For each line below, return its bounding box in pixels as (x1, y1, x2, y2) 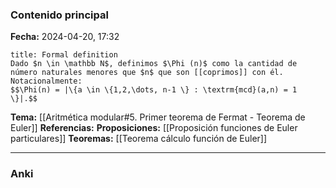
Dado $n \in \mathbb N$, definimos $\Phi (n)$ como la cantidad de (10, 59, 298, 69)
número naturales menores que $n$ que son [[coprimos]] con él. (10, 68, 284, 78)
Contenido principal (10, 8, 109, 22)
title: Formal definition (10, 50, 118, 60)
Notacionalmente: (10, 76, 83, 87)
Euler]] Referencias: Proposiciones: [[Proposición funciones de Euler (10, 122, 298, 134)
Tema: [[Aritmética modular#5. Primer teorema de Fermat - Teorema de (10, 111, 306, 123)
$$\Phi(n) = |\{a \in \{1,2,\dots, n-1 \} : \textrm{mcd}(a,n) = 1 (10, 85, 298, 95)
